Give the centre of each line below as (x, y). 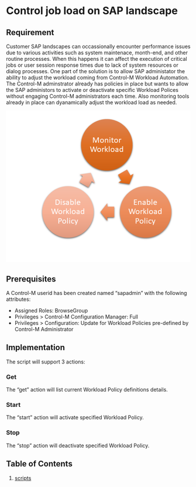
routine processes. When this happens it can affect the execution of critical (97, 59)
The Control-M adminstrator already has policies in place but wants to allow (97, 84)
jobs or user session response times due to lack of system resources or (92, 65)
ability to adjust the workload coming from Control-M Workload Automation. (97, 78)
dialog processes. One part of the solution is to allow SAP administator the (96, 71)
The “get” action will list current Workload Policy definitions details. (87, 390)
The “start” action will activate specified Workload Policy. (75, 417)
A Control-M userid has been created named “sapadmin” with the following (97, 293)
